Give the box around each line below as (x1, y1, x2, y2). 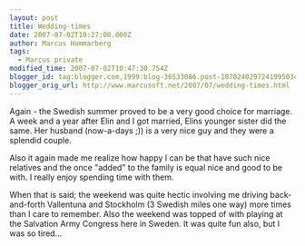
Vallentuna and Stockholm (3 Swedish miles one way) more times (46, 199, 292, 210)
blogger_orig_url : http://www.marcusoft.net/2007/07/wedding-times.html (9, 81, 290, 90)
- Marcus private (17, 55, 84, 64)
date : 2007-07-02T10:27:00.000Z (9, 30, 132, 39)
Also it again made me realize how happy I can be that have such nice (9, 152, 271, 163)
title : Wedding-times (9, 22, 92, 31)
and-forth (9, 199, 45, 210)
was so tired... (9, 228, 63, 239)
